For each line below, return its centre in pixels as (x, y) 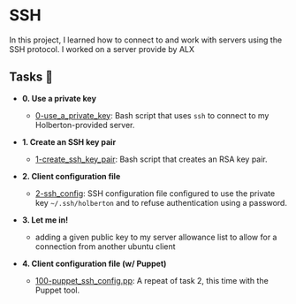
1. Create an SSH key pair (69, 141)
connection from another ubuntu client (105, 246)
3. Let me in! (45, 220)
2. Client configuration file (71, 176)
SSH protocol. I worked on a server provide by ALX (102, 49)
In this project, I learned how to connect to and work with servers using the (146, 40)
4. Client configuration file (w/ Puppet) (94, 263)
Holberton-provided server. (85, 125)
